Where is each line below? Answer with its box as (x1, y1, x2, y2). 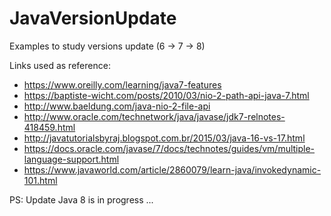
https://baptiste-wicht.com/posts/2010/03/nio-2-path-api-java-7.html (23, 89, 310, 101)
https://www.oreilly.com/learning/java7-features (23, 78, 222, 91)
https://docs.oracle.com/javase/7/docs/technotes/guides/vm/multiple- (23, 142, 316, 154)
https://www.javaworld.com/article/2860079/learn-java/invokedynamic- (23, 163, 322, 176)
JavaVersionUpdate (9, 7, 177, 30)
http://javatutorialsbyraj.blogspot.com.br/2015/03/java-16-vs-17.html (23, 132, 306, 144)
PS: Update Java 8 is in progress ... (9, 193, 154, 206)
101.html (23, 174, 58, 186)
